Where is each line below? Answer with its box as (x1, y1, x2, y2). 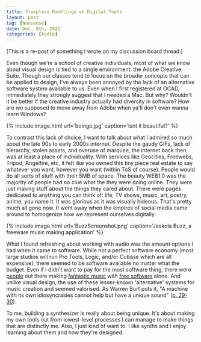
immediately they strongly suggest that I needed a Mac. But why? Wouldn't (6, 92, 193, 99)
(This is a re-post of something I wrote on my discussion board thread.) (6, 48, 184, 55)
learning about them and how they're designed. (6, 329, 124, 336)
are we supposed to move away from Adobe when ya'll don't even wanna (6, 104, 188, 111)
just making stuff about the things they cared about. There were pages (6, 185, 182, 193)
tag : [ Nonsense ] (6, 20, 47, 26)
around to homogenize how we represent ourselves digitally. (6, 211, 156, 218)
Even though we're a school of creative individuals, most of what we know (6, 60, 191, 67)
